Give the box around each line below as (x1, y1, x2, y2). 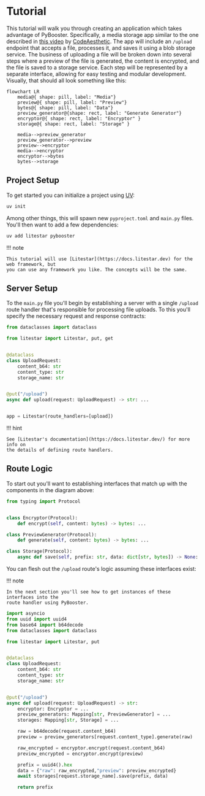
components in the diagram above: (6, 486, 94, 493)
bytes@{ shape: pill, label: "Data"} (17, 104, 114, 111)
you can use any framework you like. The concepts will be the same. (6, 266, 188, 272)
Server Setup (6, 283, 58, 293)
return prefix (17, 784, 53, 790)
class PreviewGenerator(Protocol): (6, 531, 97, 538)
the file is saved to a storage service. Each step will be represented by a (6, 63, 188, 71)
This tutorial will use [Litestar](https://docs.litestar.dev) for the (6, 256, 193, 262)
